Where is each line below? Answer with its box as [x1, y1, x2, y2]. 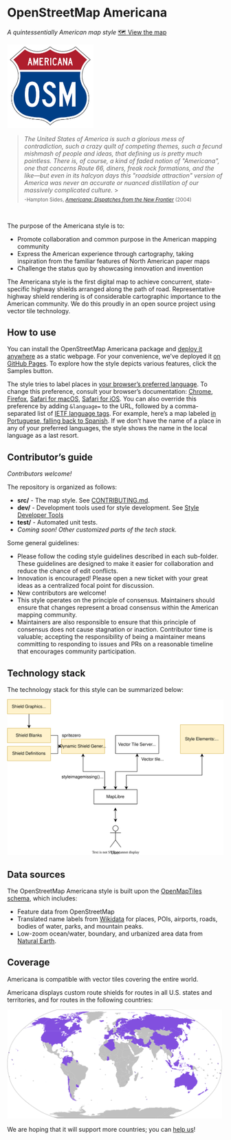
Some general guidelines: [7, 539, 80, 547]
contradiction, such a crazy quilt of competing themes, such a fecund [23, 142, 223, 150]
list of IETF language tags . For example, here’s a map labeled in [37, 410, 217, 418]
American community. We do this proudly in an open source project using [7, 299, 216, 308]
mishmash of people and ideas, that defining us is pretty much [23, 149, 203, 158]
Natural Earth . [16, 937, 57, 945]
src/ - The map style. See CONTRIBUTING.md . [16, 496, 150, 505]
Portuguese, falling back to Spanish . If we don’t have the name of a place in [7, 416, 221, 425]
